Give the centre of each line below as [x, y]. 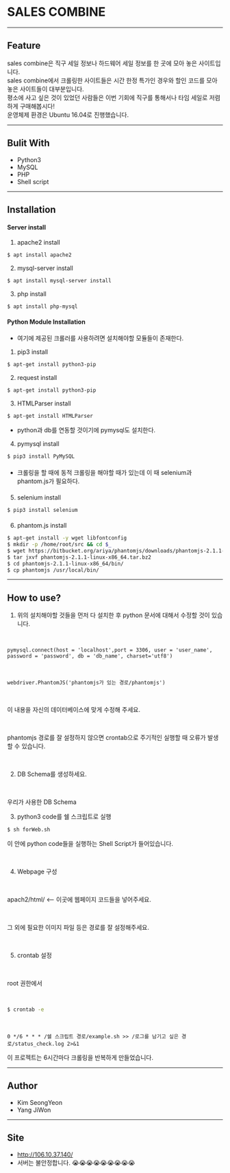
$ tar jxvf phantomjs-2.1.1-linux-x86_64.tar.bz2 [79, 557]
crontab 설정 [35, 955]
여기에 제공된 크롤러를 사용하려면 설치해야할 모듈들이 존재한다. [100, 338]
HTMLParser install [44, 403]
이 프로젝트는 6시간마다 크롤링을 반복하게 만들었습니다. [80, 1057]
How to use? [34, 597]
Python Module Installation [46, 322]
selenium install [39, 497]
